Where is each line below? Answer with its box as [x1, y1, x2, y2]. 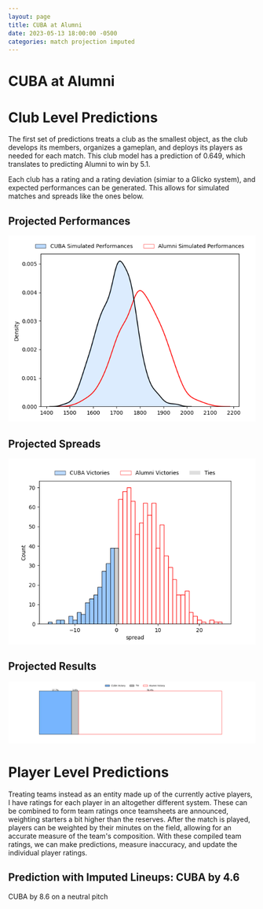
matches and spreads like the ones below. [8, 191, 144, 201]
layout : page [8, 13, 51, 20]
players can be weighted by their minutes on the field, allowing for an [8, 822, 232, 832]
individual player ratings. [8, 848, 88, 857]
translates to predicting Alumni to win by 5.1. [8, 160, 151, 169]
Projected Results [8, 660, 97, 673]
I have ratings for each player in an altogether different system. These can [8, 797, 248, 807]
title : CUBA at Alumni [8, 20, 82, 29]
